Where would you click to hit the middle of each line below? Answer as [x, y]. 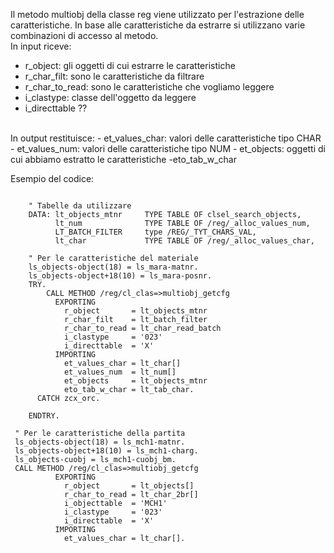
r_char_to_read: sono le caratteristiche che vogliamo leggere [149, 87]
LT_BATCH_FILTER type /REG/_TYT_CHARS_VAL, [155, 232]
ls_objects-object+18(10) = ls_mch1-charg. [106, 451]
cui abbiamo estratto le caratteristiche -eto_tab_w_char [123, 159]
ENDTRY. [44, 416]
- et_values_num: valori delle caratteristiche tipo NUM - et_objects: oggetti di [168, 148]
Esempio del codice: [52, 178]
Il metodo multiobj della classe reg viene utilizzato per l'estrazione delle [157, 14]
